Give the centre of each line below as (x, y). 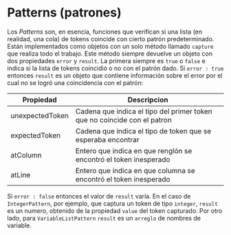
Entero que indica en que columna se (135, 170)
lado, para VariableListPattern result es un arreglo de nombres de (104, 218)
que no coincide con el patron (123, 120)
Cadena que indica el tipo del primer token (144, 111)
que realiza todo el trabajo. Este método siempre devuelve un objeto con (110, 54)
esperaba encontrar (107, 139)
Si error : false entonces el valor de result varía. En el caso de (99, 196)
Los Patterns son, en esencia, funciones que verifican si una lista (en (105, 32)
